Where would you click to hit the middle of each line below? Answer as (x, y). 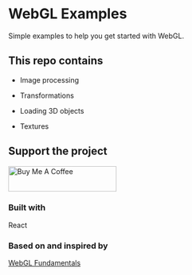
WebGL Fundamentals (45, 263)
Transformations (47, 95)
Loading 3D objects (52, 110)
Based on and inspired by (58, 246)
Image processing (49, 79)
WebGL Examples (68, 14)
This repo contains (56, 61)
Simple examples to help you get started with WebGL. (96, 36)
